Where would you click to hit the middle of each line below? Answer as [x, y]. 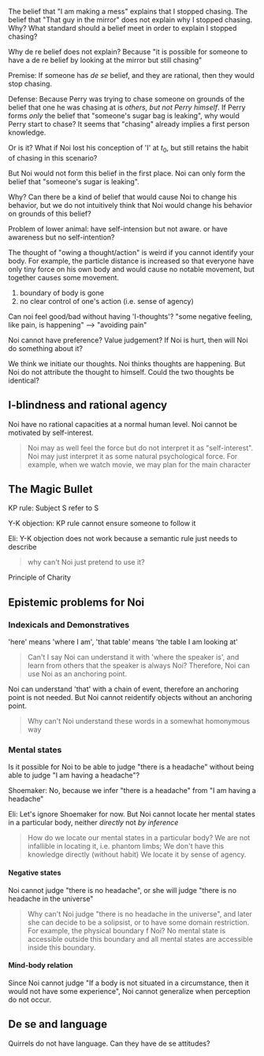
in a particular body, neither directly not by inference [93, 823]
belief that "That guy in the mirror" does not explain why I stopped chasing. [130, 20]
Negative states [35, 873]
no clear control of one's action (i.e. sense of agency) [107, 301]
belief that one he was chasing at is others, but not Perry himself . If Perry [127, 107]
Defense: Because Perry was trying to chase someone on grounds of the [126, 99]
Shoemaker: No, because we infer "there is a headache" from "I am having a [132, 791]
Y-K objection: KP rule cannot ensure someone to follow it [102, 524]
